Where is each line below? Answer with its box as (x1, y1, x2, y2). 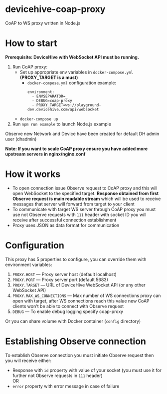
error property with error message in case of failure (12, 383, 120, 389)
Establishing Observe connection (5, 335, 146, 347)
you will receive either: (5, 357, 52, 363)
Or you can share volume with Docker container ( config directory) (5, 318, 141, 324)
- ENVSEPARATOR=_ (31, 93, 68, 98)
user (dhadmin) (5, 136, 37, 142)
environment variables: (5, 261, 52, 267)
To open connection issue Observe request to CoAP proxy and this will (12, 185, 158, 191)
